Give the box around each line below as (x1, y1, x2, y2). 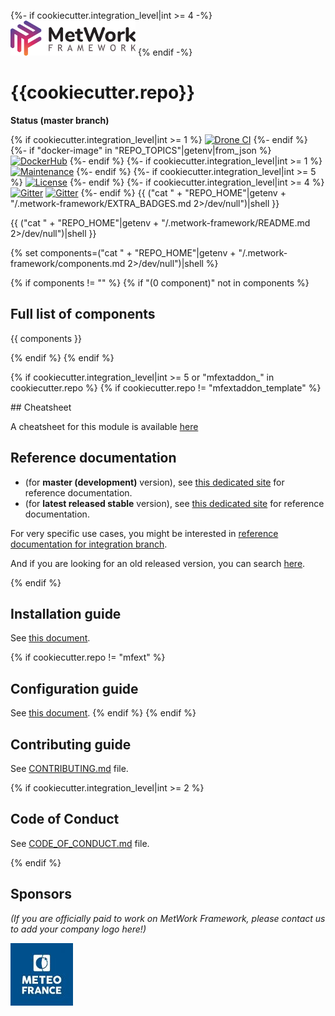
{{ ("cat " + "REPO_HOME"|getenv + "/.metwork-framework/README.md (10, 216, 311, 229)
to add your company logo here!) (10, 923, 147, 935)
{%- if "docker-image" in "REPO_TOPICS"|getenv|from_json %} (10, 144, 272, 156)
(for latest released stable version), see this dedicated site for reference (24, 497, 325, 509)
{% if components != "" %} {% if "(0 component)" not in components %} (10, 276, 310, 289)
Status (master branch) (10, 114, 110, 126)
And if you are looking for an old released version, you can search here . (10, 557, 306, 569)
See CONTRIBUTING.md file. (10, 763, 129, 774)
